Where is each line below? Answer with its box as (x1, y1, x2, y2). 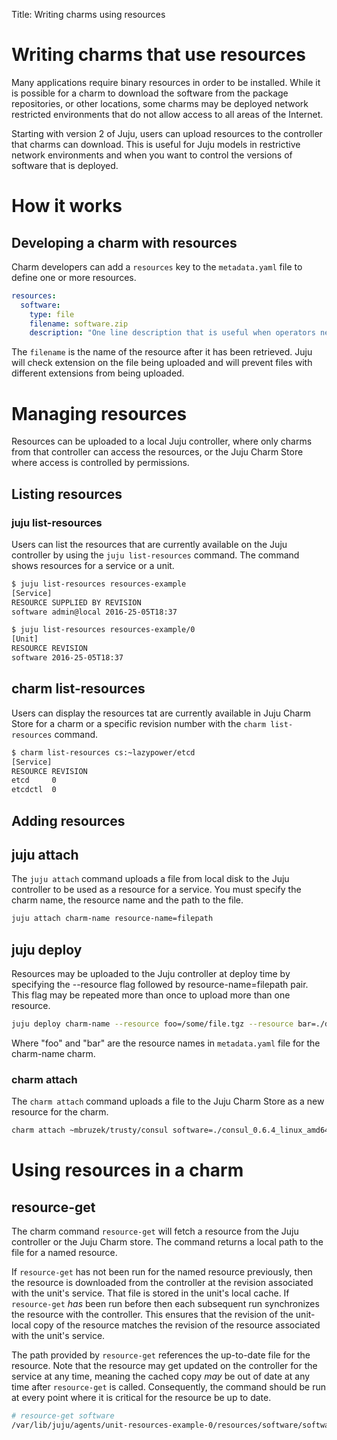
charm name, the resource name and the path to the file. (11, 894, 244, 906)
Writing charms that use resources (11, 44, 306, 66)
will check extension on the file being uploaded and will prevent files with (11, 357, 313, 369)
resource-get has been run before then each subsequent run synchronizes (11, 1298, 320, 1310)
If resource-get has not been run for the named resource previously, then (11, 1266, 313, 1278)
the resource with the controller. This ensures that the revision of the (11, 1309, 294, 1321)
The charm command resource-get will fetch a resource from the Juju (11, 1225, 299, 1238)
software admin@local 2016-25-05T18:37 (11, 607, 178, 617)
